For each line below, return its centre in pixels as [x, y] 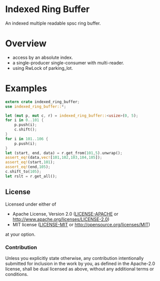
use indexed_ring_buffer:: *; [36, 107]
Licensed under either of [31, 204]
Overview [26, 43]
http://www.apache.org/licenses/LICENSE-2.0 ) [61, 219]
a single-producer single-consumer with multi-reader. [68, 63]
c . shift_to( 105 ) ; [23, 172]
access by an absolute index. [43, 57]
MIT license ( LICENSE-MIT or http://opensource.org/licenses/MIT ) [81, 224]
